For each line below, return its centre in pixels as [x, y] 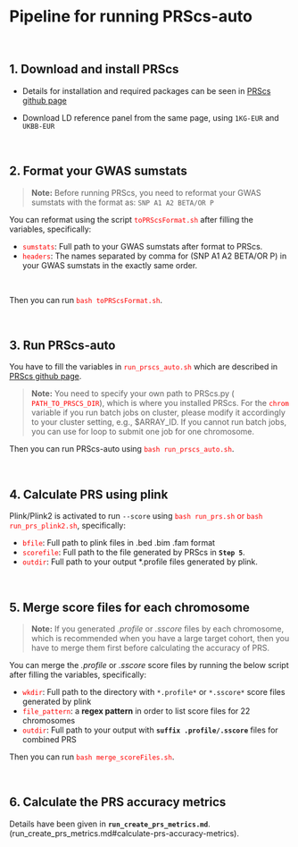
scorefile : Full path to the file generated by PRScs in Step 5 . [133, 553]
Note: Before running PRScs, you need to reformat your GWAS [146, 192]
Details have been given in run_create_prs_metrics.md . [110, 824]
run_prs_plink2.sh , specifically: [68, 526]
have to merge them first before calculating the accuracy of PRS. [150, 648]
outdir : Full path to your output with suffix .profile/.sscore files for [150, 730]
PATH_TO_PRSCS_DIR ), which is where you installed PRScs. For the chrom [160, 403]
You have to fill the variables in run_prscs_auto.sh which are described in [144, 367]
